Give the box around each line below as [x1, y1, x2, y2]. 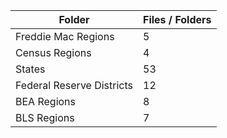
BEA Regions [15, 95, 76, 108]
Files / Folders [143, 13, 212, 26]
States [15, 62, 46, 76]
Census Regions [15, 46, 92, 59]
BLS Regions [15, 111, 75, 124]
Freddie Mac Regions [15, 30, 115, 43]
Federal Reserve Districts [15, 79, 134, 92]
